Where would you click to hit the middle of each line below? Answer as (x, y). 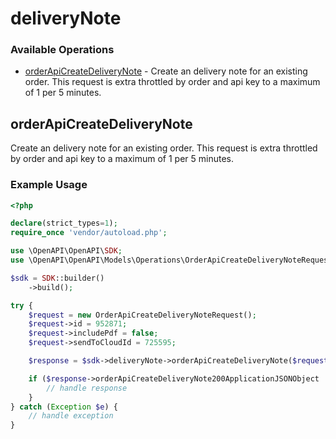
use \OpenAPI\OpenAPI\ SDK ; (66, 251)
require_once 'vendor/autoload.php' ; (89, 233)
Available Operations (62, 50)
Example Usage (49, 185)
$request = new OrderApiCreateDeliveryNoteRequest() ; (142, 315)
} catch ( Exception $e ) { (64, 407)
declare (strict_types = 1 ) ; (64, 223)
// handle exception (71, 416)
